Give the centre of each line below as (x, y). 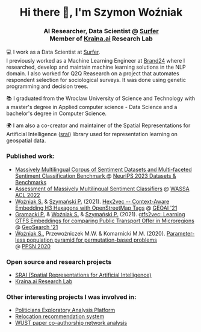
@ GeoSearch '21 (36, 227)
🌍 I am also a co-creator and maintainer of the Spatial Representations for (98, 125)
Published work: (31, 156)
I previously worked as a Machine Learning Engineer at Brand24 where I (96, 61)
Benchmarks (31, 182)
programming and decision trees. (47, 86)
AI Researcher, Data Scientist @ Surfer (101, 31)
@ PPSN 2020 (33, 246)
